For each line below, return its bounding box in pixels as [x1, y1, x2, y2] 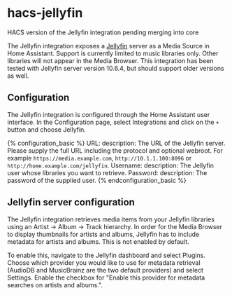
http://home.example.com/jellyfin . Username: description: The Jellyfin [7, 161, 215, 170]
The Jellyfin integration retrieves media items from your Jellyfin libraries [7, 215, 215, 224]
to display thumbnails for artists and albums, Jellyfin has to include [7, 230, 200, 238]
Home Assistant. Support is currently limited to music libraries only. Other [7, 49, 219, 57]
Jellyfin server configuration [7, 196, 135, 208]
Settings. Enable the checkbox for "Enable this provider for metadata [7, 273, 205, 282]
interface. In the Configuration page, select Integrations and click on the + [7, 118, 219, 126]
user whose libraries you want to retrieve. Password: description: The [7, 168, 208, 177]
